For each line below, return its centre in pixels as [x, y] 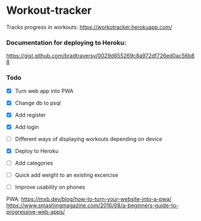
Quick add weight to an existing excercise [67, 175]
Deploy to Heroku [37, 151]
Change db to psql [38, 103]
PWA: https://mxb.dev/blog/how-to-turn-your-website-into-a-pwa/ [89, 199]
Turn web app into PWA [44, 91]
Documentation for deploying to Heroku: [66, 43]
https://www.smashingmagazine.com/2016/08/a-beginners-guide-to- [92, 205]
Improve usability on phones [50, 187]
